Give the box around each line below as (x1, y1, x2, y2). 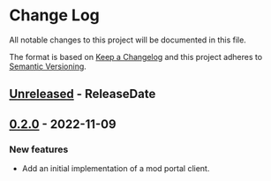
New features (9, 143, 69, 155)
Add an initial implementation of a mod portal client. (21, 163, 210, 174)
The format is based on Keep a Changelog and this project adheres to (9, 51, 263, 62)
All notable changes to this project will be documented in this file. (9, 34, 247, 45)
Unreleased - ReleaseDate (9, 87, 156, 102)
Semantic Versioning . (9, 61, 87, 72)
